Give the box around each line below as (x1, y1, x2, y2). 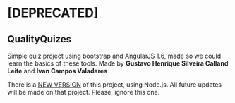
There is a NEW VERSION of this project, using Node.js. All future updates (7, 80, 222, 89)
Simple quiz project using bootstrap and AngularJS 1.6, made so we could (7, 51, 222, 60)
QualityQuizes (7, 33, 72, 45)
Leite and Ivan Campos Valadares (7, 67, 108, 75)
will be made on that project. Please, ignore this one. (7, 88, 160, 96)
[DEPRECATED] (7, 5, 99, 21)
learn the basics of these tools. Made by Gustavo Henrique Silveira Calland (7, 59, 229, 68)
